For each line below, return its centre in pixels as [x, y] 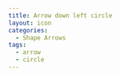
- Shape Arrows [41, 38]
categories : [28, 30]
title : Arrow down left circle [60, 15]
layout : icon [30, 23]
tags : [17, 45]
